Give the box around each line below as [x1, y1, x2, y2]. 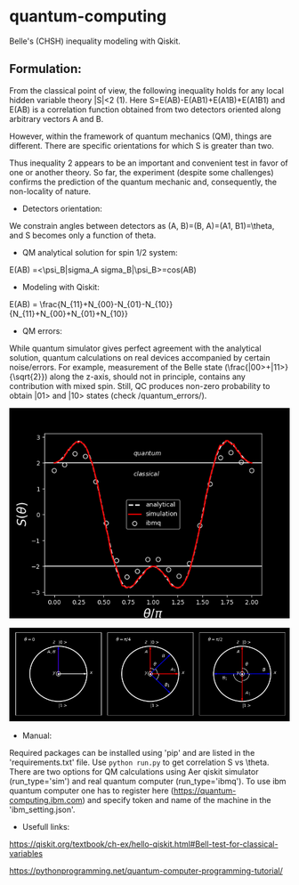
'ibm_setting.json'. [9, 804, 76, 815]
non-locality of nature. [9, 185, 92, 197]
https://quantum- [173, 785, 237, 796]
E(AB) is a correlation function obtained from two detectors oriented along [9, 104, 282, 115]
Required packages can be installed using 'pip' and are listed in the [9, 747, 255, 758]
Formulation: [9, 61, 82, 77]
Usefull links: [21, 821, 70, 832]
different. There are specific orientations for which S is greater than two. [9, 140, 274, 150]
